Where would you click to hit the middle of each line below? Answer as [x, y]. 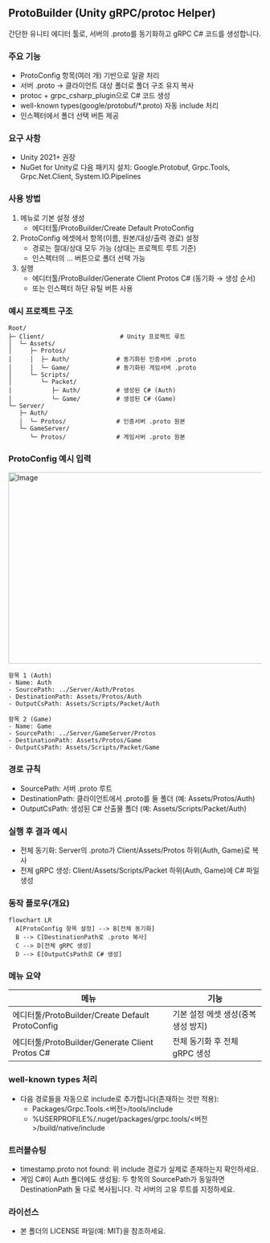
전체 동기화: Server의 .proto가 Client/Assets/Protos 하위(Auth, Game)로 [135, 850]
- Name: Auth [30, 683]
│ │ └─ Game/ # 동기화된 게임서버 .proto [102, 368]
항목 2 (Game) [30, 720]
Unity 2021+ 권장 [48, 157]
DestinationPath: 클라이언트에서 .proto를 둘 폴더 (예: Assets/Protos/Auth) [137, 798]
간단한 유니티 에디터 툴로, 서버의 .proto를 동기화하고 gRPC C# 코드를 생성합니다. [135, 33]
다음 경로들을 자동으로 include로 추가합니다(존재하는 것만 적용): [119, 1098]
